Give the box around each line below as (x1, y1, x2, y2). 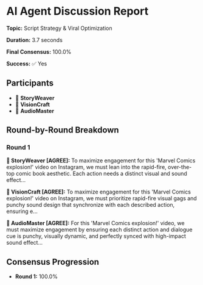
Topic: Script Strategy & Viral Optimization (6, 24, 112, 32)
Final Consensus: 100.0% (6, 48, 72, 56)
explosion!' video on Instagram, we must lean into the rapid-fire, (6, 164, 167, 171)
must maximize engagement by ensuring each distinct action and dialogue (6, 226, 193, 233)
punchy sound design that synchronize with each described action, (6, 201, 175, 209)
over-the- (168, 164, 192, 171)
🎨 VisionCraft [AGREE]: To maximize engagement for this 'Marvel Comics (6, 188, 191, 196)
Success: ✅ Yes (6, 60, 47, 67)
